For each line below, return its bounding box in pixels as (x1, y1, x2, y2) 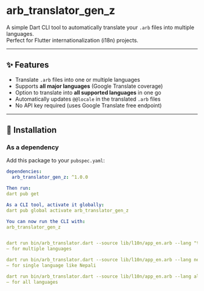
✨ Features (6, 60, 49, 70)
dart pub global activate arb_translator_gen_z (6, 207, 129, 213)
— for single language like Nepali (6, 263, 97, 269)
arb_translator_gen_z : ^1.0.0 (12, 174, 88, 181)
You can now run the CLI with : (6, 218, 86, 224)
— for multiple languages (6, 246, 72, 252)
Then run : (6, 186, 32, 192)
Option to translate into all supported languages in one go (15, 89, 161, 96)
